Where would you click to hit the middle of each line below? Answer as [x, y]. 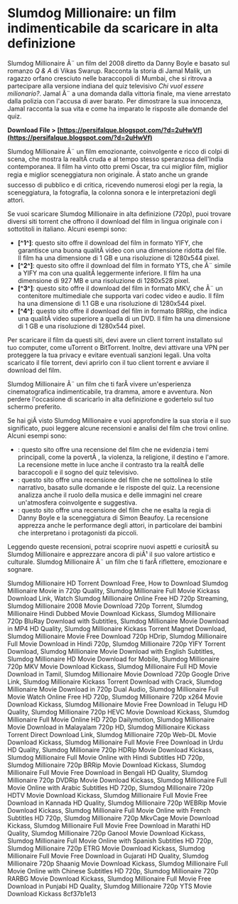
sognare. [20, 569]
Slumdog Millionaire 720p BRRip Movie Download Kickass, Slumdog [107, 765]
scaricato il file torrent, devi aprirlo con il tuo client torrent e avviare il [108, 362]
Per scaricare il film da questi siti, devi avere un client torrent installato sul [115, 339]
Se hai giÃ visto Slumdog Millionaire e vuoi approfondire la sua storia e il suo [119, 420]
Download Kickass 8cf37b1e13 [52, 893]
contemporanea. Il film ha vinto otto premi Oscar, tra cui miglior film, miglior [118, 166]
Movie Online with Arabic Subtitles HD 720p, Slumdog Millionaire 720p [110, 787]
